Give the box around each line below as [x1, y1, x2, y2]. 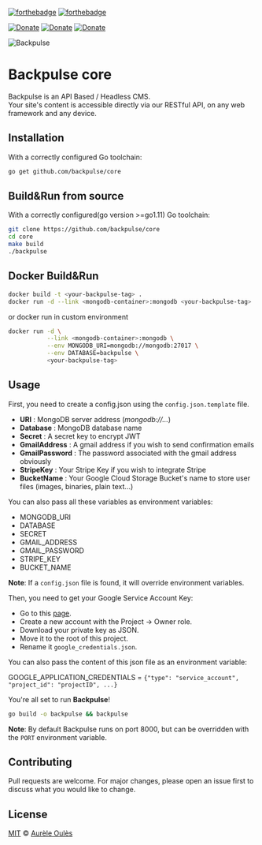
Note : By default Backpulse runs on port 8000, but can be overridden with [8, 724, 249, 734]
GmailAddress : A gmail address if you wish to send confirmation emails [19, 439, 254, 449]
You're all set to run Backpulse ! [8, 694, 110, 704]
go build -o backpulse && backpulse [8, 710, 128, 718]
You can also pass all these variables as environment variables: [8, 497, 213, 507]
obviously [19, 456, 52, 465]
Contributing [8, 755, 72, 768]
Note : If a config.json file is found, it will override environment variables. [8, 578, 245, 587]
